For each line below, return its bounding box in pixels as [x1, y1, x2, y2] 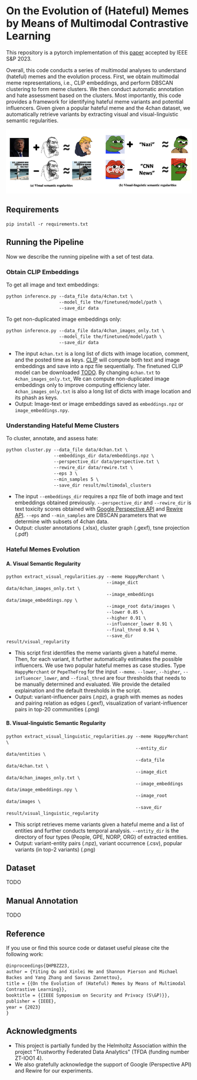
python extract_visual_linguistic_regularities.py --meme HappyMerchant [6, 733, 189, 739]
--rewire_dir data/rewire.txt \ [53, 465, 133, 471]
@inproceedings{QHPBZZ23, [6, 963, 70, 969]
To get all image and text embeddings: [6, 281, 99, 288]
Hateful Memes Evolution [6, 546, 80, 554]
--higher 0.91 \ [106, 615, 146, 621]
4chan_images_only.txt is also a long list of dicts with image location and [14, 388, 191, 395]
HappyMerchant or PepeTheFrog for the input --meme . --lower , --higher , [14, 668, 182, 675]
